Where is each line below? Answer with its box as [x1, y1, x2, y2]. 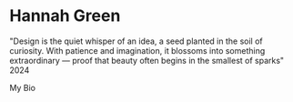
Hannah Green [9, 5, 121, 26]
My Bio [9, 82, 36, 93]
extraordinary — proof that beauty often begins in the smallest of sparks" [9, 55, 285, 66]
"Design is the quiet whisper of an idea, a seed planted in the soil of [9, 36, 263, 46]
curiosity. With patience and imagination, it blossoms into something [9, 45, 266, 56]
